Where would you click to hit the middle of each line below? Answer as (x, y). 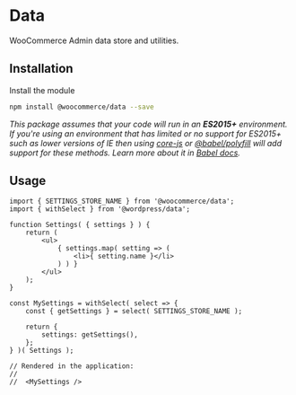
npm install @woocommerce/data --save (82, 107)
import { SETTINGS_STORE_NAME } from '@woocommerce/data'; (122, 202)
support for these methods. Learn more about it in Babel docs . (125, 153)
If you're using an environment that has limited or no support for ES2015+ (145, 133)
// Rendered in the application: (72, 366)
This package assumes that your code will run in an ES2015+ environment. (148, 124)
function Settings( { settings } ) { (80, 225)
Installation (41, 69)
